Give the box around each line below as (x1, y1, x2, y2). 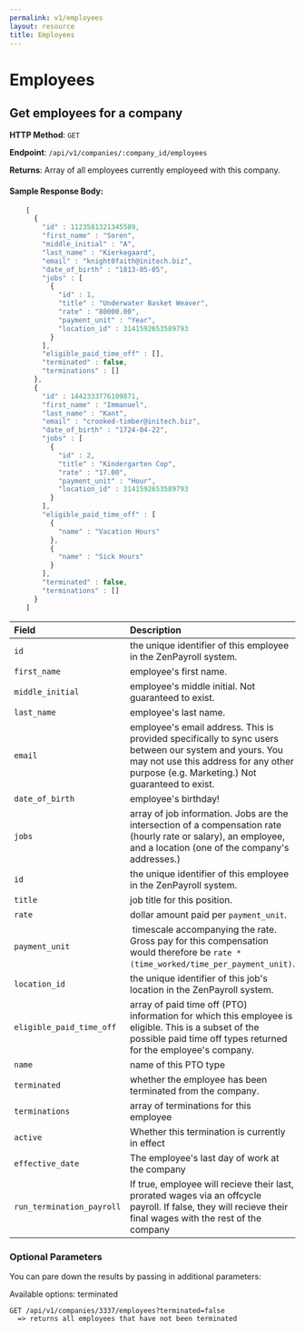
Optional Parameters (9, 1250, 103, 1263)
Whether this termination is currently (130, 1125, 286, 1137)
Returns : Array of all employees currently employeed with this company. (9, 165, 281, 175)
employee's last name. (130, 706, 226, 718)
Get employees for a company (9, 105, 183, 121)
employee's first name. (130, 665, 228, 677)
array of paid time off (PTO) (130, 997, 248, 1010)
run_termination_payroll (14, 1201, 122, 1212)
